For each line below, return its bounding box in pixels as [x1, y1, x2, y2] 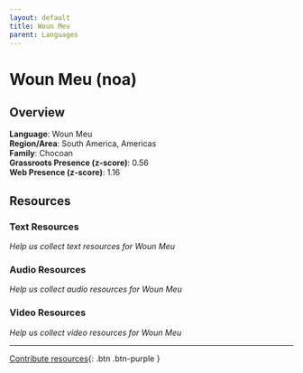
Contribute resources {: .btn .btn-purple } [9, 353, 161, 364]
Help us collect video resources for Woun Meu [9, 327, 182, 338]
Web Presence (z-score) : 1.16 [9, 167, 121, 178]
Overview [9, 105, 66, 120]
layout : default [9, 13, 70, 23]
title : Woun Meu [9, 22, 70, 31]
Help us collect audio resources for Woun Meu [9, 284, 182, 294]
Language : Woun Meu [9, 128, 93, 140]
